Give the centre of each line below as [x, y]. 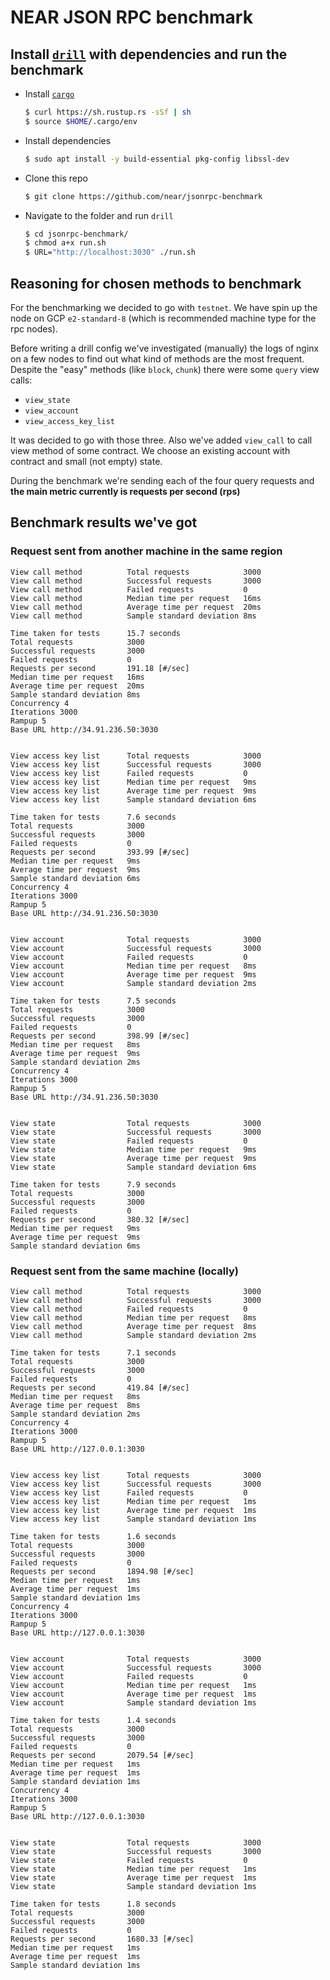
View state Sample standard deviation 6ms [133, 1167]
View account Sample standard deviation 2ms [133, 983]
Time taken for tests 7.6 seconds [93, 817]
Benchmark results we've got [104, 522]
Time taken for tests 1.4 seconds [93, 1720]
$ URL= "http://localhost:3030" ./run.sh [110, 252]
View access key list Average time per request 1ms [133, 1510]
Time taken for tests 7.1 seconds [93, 1352]
